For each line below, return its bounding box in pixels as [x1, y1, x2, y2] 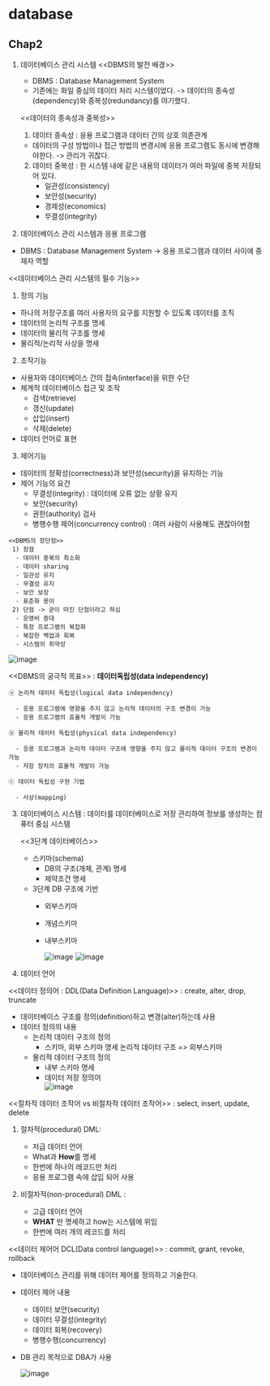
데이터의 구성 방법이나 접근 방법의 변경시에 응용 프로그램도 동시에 [32, 140, 238, 150]
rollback [8, 1254, 36, 1263]
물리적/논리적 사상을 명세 [19, 339, 100, 348]
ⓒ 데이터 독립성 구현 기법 [8, 778, 85, 786]
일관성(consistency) [44, 181, 110, 191]
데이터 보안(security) [32, 1305, 100, 1314]
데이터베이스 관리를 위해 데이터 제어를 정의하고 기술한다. [19, 1270, 199, 1280]
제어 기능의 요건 [19, 478, 71, 488]
